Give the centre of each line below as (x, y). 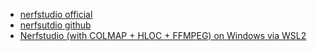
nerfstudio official (56, 14)
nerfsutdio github (55, 25)
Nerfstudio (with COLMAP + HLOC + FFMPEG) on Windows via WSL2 (163, 35)
